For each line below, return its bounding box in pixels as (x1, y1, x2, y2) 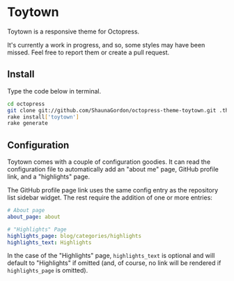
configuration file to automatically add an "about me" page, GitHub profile (7, 165, 219, 174)
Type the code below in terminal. (7, 86, 102, 95)
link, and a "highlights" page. (7, 172, 91, 181)
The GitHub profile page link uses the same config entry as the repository (7, 186, 219, 195)
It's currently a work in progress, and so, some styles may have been (7, 40, 205, 49)
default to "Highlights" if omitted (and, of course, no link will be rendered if (7, 259, 221, 267)
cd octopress (7, 100, 45, 107)
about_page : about (7, 213, 61, 220)
